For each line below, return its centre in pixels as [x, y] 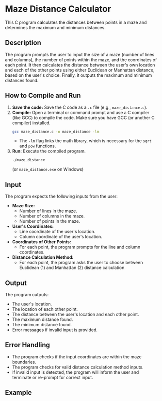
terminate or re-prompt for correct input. [52, 377]
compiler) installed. [31, 123]
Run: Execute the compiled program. [49, 151]
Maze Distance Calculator [58, 9]
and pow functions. [38, 146]
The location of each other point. [45, 309]
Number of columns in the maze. [52, 216]
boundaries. [24, 362]
